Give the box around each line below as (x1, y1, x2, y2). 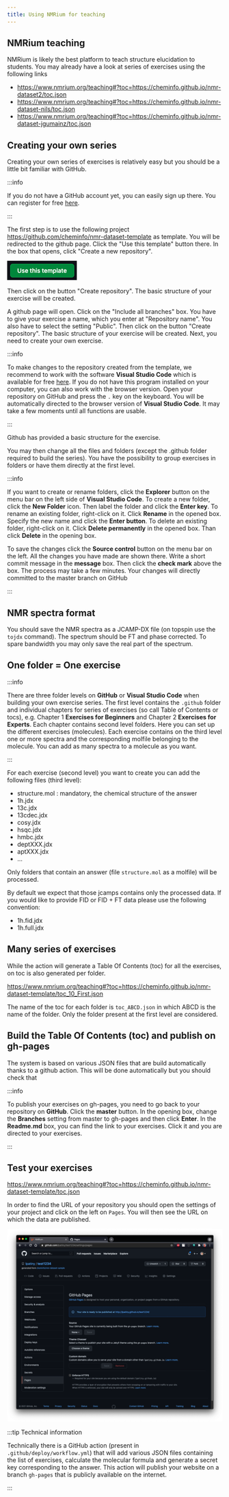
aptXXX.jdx (16, 847, 49, 856)
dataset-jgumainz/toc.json (16, 120, 92, 128)
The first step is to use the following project (7, 225, 130, 234)
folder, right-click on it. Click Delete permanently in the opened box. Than (7, 524, 217, 532)
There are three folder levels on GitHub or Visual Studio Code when (7, 691, 200, 699)
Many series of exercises (7, 943, 116, 955)
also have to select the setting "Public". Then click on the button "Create (7, 322, 211, 330)
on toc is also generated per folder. (7, 969, 106, 977)
